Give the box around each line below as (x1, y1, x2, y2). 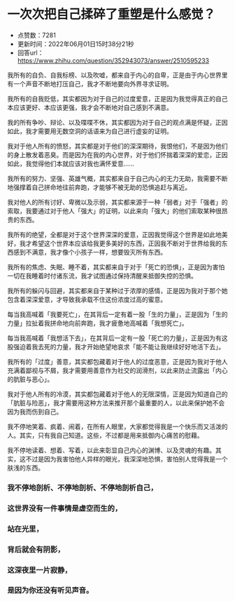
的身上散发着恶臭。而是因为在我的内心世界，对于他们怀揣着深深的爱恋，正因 (7, 150, 228, 158)
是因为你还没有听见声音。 (7, 586, 94, 595)
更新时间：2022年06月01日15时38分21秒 (17, 39, 134, 48)
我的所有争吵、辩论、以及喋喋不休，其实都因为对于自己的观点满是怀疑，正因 (7, 118, 228, 126)
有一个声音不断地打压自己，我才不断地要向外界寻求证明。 (7, 79, 173, 88)
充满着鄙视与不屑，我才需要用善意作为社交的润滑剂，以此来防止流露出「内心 (7, 366, 228, 374)
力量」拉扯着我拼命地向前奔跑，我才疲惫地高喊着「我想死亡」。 (7, 318, 188, 327)
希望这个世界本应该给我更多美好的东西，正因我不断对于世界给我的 (31, 239, 222, 248)
